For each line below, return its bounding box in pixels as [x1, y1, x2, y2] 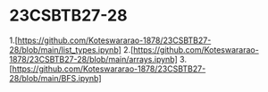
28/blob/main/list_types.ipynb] [9, 44, 122, 54]
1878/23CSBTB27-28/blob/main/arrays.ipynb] [9, 54, 179, 64]
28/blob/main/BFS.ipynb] [9, 72, 102, 83]
